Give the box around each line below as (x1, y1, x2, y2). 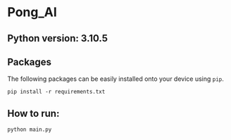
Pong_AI (7, 4, 58, 20)
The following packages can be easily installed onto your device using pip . (7, 75, 224, 83)
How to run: (7, 107, 60, 120)
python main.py (7, 126, 52, 134)
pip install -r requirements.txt (7, 89, 106, 96)
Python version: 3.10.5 (7, 32, 108, 44)
